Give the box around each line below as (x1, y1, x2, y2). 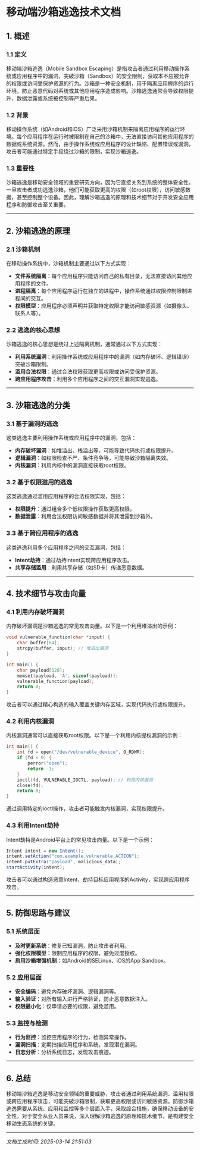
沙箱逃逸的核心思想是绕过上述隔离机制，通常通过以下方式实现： (6, 340, 162, 348)
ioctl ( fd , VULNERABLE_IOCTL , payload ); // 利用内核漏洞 (17, 777, 153, 783)
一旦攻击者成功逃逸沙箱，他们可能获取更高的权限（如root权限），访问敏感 (6, 186, 186, 193)
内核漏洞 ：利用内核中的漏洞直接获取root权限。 (14, 462, 130, 469)
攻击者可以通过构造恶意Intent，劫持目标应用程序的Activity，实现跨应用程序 (6, 876, 190, 883)
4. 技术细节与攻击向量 (6, 588, 86, 598)
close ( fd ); (17, 782, 44, 788)
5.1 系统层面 (6, 927, 40, 936)
